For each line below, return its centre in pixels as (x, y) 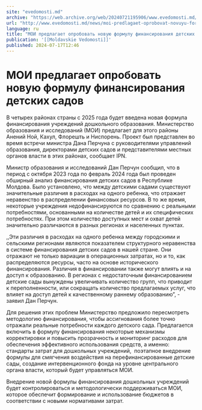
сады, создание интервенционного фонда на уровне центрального (92, 363)
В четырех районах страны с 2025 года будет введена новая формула (97, 117)
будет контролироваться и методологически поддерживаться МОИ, (94, 388)
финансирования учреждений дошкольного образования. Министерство (100, 123)
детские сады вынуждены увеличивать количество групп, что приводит (99, 281)
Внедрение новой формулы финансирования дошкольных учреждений (98, 381)
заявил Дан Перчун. (32, 300)
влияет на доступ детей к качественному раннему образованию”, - (93, 294)
